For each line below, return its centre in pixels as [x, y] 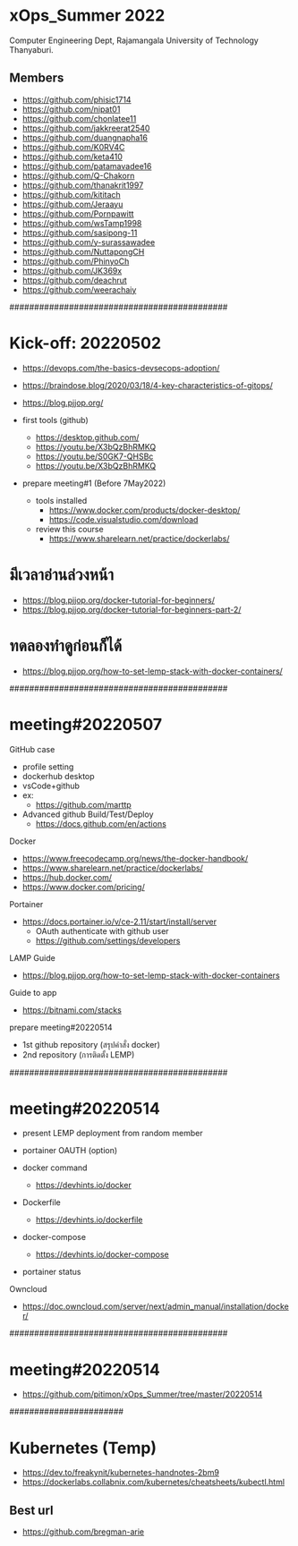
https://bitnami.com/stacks [72, 1010]
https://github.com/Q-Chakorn [78, 175]
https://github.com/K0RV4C [73, 147]
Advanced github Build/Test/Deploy [88, 814]
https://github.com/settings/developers [108, 940]
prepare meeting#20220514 [61, 1027]
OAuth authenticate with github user [102, 930]
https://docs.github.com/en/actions [101, 823]
